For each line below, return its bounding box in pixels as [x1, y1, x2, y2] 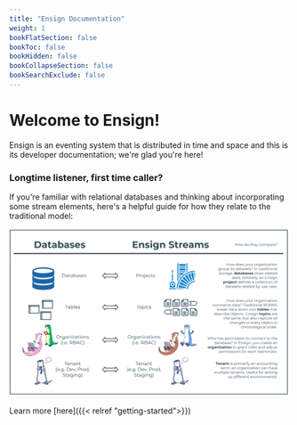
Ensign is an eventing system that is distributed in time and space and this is [9, 139, 289, 151]
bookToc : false [9, 43, 66, 52]
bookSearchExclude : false [9, 71, 105, 80]
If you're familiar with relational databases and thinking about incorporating [9, 192, 285, 202]
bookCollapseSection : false [9, 61, 114, 70]
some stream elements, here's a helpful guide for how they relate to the [9, 201, 271, 212]
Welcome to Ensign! [9, 110, 160, 131]
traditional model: [9, 210, 74, 222]
